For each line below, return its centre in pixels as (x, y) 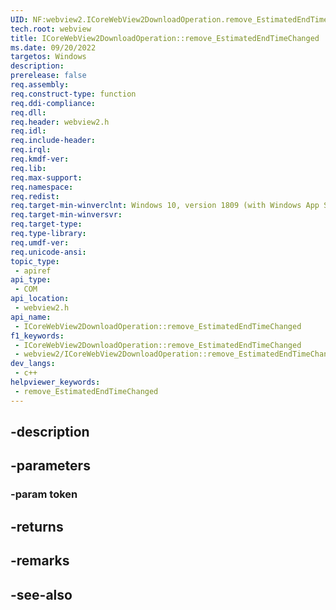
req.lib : (28, 168)
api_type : (31, 280)
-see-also (41, 594)
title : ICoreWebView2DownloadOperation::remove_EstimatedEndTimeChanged (165, 38)
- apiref (33, 271)
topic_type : (35, 261)
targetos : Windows (48, 57)
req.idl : (28, 131)
